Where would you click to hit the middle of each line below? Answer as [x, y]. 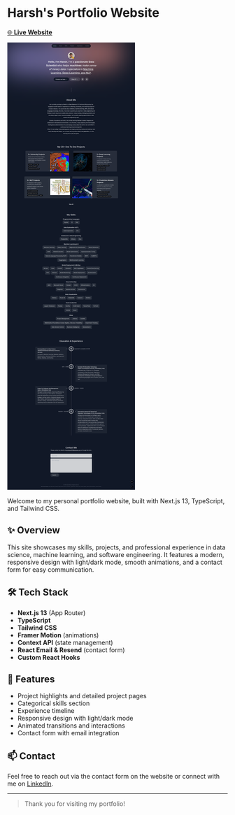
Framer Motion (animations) [58, 635]
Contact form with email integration [68, 733]
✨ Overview [34, 530]
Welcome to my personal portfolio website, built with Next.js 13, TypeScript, [116, 500]
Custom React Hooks [49, 657]
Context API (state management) [65, 642]
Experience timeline [46, 711]
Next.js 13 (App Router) [51, 612]
